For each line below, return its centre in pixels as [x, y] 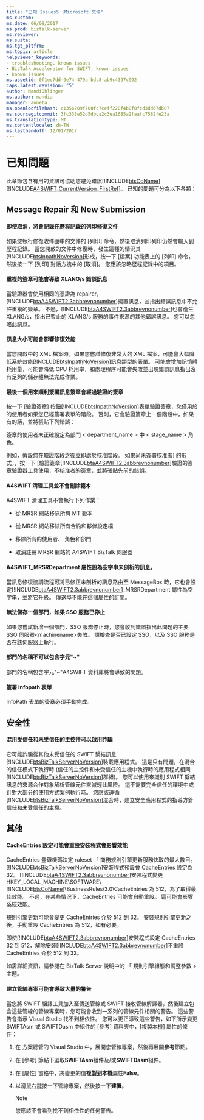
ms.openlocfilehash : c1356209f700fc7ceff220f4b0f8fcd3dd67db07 [88, 108]
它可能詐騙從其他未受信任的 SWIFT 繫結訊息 [61, 754]
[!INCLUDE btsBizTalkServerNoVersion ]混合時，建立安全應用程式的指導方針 [100, 799]
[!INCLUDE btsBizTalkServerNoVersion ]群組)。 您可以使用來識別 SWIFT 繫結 [101, 777]
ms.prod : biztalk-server [38, 29]
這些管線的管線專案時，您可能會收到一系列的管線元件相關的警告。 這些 [100, 1011]
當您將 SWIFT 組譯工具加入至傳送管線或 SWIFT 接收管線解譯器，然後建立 [98, 1004]
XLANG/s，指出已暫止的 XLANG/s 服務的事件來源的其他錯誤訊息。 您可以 [98, 316]
